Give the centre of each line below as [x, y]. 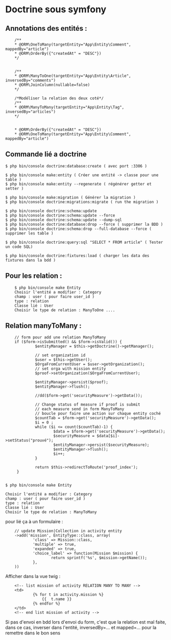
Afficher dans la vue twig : [33, 577]
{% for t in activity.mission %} [68, 595]
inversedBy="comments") [31, 80]
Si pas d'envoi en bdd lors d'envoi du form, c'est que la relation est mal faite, [86, 622]
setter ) [15, 188]
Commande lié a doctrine [46, 154]
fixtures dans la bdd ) [31, 260]
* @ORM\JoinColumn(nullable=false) [52, 85]
